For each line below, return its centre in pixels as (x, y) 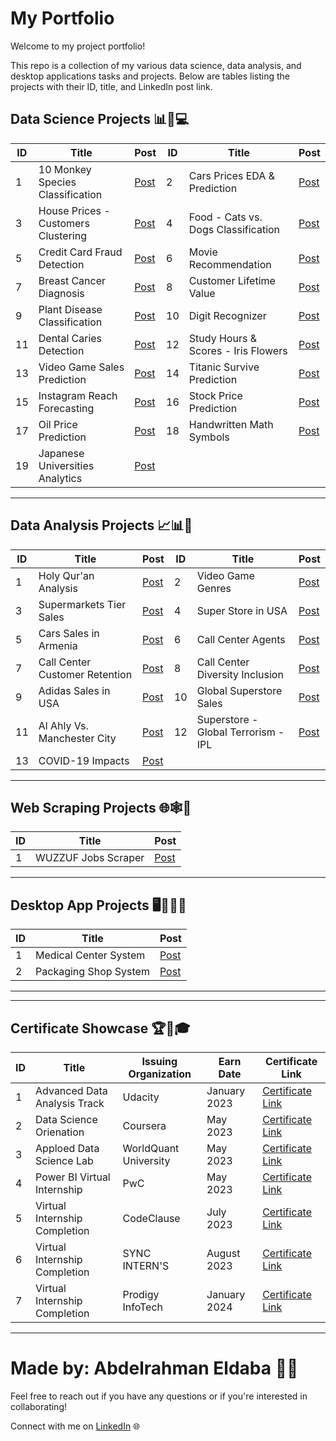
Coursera (144, 1125)
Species (57, 182)
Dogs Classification (234, 229)
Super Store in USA (242, 610)
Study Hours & (222, 338)
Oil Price (58, 424)
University (146, 1160)
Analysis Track (70, 1103)
